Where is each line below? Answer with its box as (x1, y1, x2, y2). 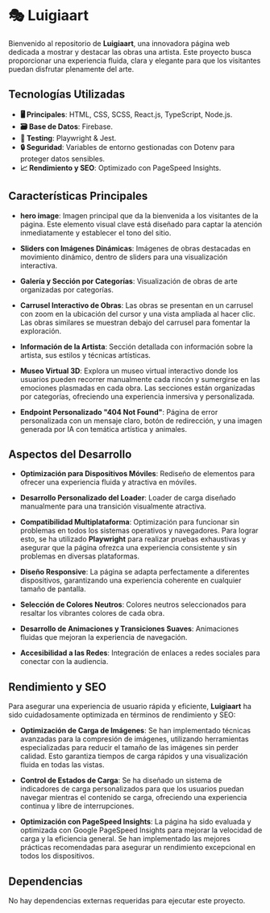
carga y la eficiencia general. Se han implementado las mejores (19, 834, 231, 844)
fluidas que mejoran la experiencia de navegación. (19, 633, 188, 642)
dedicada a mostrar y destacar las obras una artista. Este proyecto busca (8, 47, 251, 56)
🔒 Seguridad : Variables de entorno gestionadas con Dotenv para (19, 142, 235, 151)
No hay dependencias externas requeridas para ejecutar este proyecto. (8, 896, 246, 905)
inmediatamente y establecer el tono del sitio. (19, 227, 172, 238)
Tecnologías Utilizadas (8, 88, 126, 102)
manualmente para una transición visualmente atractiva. (19, 501, 207, 512)
